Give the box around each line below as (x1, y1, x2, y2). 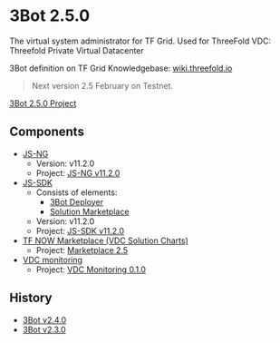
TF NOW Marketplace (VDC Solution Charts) (22, 235, 188, 246)
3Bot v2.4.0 (22, 314, 67, 325)
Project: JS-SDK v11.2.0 (35, 225, 125, 236)
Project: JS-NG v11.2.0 (35, 167, 121, 178)
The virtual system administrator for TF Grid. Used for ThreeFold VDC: (9, 35, 272, 46)
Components (9, 124, 84, 140)
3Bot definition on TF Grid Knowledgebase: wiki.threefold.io (9, 63, 233, 73)
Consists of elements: (35, 187, 118, 198)
